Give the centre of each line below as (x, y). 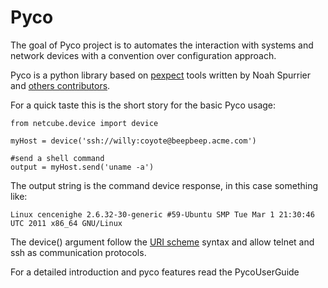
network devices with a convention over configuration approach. (143, 55)
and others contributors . (60, 85)
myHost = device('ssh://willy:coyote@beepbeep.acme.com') (133, 141)
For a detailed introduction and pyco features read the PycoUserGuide (155, 272)
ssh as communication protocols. (78, 252)
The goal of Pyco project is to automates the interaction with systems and (162, 45)
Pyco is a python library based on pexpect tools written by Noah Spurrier (160, 75)
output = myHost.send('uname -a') (82, 167)
